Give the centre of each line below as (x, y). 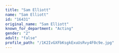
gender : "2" (18, 33)
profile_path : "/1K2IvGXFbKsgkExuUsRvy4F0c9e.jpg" (60, 43)
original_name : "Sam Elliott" (37, 24)
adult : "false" (21, 38)
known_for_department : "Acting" (39, 29)
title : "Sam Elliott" (28, 10)
